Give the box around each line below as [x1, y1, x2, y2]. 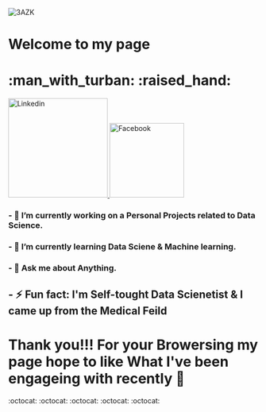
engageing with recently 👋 [8, 370, 185, 388]
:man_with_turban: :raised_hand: [8, 71, 232, 90]
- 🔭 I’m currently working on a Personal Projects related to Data [8, 210, 256, 221]
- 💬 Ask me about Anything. [8, 262, 118, 273]
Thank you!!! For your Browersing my [8, 336, 258, 354]
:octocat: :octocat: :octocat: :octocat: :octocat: [8, 396, 160, 406]
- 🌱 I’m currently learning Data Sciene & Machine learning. [8, 241, 237, 252]
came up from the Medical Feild [8, 304, 168, 318]
